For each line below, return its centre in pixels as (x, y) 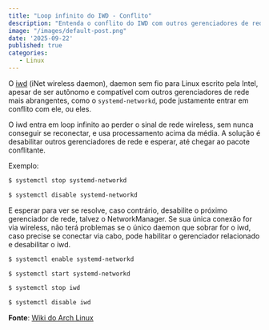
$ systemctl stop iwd (44, 288)
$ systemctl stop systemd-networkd (68, 180)
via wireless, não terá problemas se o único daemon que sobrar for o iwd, (130, 227)
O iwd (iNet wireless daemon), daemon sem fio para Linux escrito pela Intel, (133, 83)
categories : (28, 53)
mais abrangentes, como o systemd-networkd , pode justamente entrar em (128, 100)
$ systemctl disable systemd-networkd (73, 195)
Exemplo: (24, 165)
